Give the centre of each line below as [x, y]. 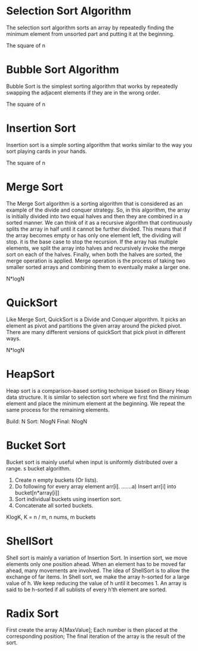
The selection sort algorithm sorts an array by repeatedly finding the [90, 27]
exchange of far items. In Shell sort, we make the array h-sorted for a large [98, 577]
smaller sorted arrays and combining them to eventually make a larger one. [98, 267]
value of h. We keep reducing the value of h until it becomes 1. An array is [96, 583]
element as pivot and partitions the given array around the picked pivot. [94, 325]
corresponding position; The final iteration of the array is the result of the [96, 636]
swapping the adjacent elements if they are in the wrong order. [83, 92]
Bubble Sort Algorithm [63, 70]
